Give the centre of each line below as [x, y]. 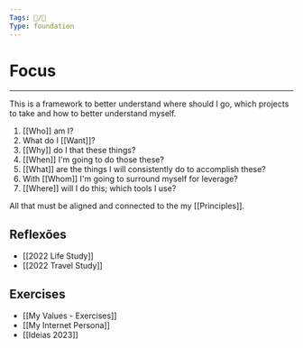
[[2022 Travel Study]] [63, 266]
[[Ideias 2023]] [50, 335]
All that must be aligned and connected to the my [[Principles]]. [127, 206]
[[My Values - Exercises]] [69, 316]
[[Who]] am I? [48, 131]
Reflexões [38, 234]
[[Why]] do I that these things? [79, 151]
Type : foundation [42, 26]
